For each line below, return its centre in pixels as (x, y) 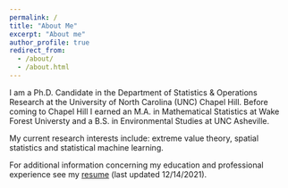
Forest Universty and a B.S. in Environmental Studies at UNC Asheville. (140, 120)
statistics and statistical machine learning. (86, 147)
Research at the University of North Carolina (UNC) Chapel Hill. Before (139, 102)
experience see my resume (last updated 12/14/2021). (108, 174)
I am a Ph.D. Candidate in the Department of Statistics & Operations (133, 92)
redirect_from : (38, 51)
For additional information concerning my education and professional (136, 165)
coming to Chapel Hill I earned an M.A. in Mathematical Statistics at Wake (144, 111)
